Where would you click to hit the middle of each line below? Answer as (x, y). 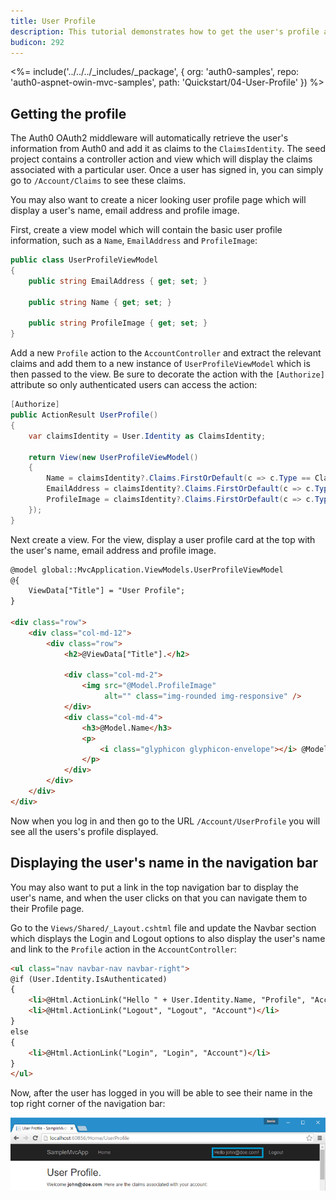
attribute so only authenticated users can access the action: (134, 385)
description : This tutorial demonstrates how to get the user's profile (165, 31)
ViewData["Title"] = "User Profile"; (107, 591)
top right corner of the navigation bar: (88, 1104)
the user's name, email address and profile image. (113, 550)
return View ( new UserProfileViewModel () (113, 457)
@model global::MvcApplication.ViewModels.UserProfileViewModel (147, 570)
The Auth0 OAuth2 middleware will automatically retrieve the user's (149, 138)
